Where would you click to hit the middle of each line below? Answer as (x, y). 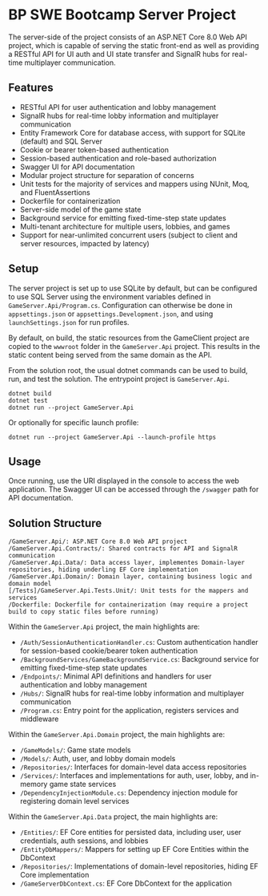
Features (31, 88)
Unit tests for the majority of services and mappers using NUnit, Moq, (134, 184)
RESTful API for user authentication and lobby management (118, 107)
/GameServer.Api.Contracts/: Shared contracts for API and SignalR (123, 549)
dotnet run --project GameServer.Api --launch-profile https (112, 437)
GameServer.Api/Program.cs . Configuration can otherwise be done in (121, 305)
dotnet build (30, 393)
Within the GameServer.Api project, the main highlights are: (104, 626)
